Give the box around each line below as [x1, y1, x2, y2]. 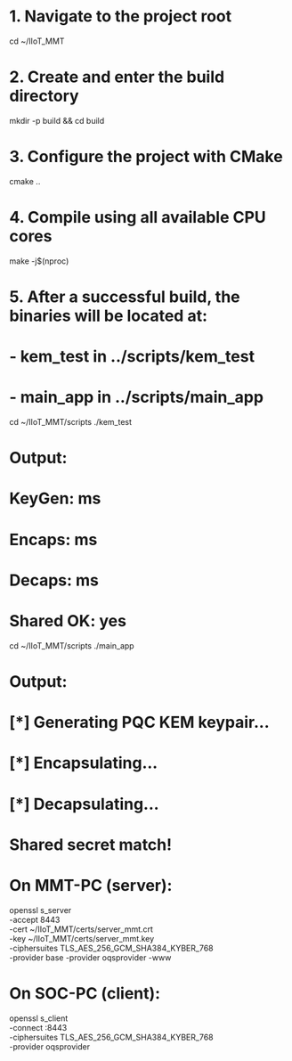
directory [9, 86, 79, 106]
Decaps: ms [9, 570, 100, 590]
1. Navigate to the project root [9, 6, 232, 27]
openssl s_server [9, 904, 72, 915]
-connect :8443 [9, 1022, 68, 1032]
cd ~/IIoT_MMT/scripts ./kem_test [9, 417, 132, 428]
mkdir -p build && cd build [9, 115, 105, 126]
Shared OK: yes [9, 611, 127, 631]
